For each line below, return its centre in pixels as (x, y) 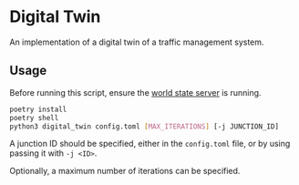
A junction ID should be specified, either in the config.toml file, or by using (150, 144)
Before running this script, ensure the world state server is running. (135, 92)
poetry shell (34, 118)
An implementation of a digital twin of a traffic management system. (137, 42)
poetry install (38, 109)
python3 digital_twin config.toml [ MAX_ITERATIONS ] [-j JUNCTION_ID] (144, 126)
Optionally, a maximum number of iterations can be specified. (125, 171)
